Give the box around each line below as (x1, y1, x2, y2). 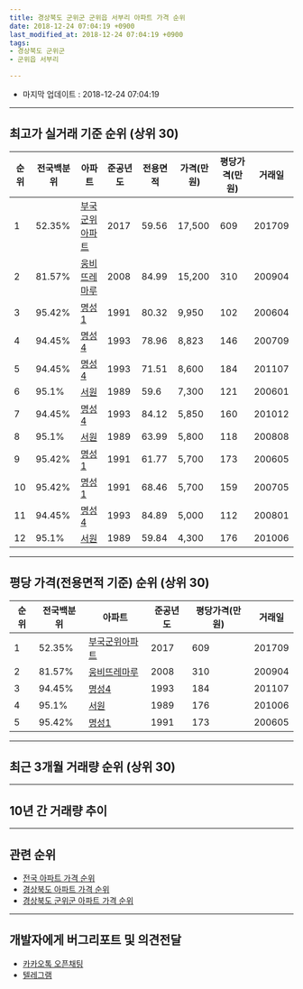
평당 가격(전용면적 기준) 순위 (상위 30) (9, 575, 210, 591)
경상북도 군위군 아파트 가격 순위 (22, 895, 133, 906)
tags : (9, 38, 30, 48)
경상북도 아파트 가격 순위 (22, 884, 110, 895)
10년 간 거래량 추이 (9, 803, 108, 819)
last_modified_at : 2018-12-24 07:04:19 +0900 (9, 30, 183, 39)
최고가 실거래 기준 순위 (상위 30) (9, 126, 179, 142)
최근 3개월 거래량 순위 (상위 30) (9, 759, 176, 775)
